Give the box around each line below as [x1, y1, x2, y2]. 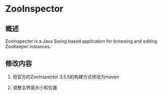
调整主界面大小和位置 [12, 84, 57, 90]
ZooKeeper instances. [5, 43, 52, 50]
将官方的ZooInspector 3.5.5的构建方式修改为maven [12, 74, 119, 80]
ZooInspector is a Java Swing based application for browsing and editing [5, 38, 157, 44]
